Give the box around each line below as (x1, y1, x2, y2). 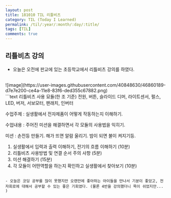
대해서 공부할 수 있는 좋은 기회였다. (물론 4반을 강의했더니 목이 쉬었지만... (21, 184, 164, 189)
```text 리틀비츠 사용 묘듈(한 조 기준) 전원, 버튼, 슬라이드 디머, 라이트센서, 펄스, (5, 93, 161, 100)
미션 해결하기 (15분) (12, 156, 53, 162)
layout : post (5, 7, 33, 13)
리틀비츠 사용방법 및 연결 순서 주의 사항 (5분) (12, 150, 102, 156)
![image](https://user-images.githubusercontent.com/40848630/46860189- (5, 82, 166, 88)
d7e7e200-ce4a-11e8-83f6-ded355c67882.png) (5, 87, 108, 93)
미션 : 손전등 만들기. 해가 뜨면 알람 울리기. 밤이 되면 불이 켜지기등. (5, 132, 136, 138)
